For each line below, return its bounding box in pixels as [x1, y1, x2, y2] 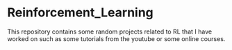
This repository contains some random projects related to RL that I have [7, 27, 213, 36]
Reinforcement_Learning [7, 5, 154, 21]
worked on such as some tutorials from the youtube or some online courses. [7, 34, 226, 42]
